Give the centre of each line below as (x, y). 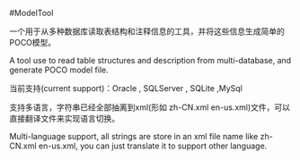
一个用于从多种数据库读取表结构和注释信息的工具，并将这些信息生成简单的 (147, 31)
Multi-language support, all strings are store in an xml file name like (134, 136)
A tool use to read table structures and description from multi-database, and (150, 60)
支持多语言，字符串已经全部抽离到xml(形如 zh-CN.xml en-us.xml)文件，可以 (150, 107)
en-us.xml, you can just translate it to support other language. (153, 146)
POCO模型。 (33, 42)
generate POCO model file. (59, 70)
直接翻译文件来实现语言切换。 (64, 118)
